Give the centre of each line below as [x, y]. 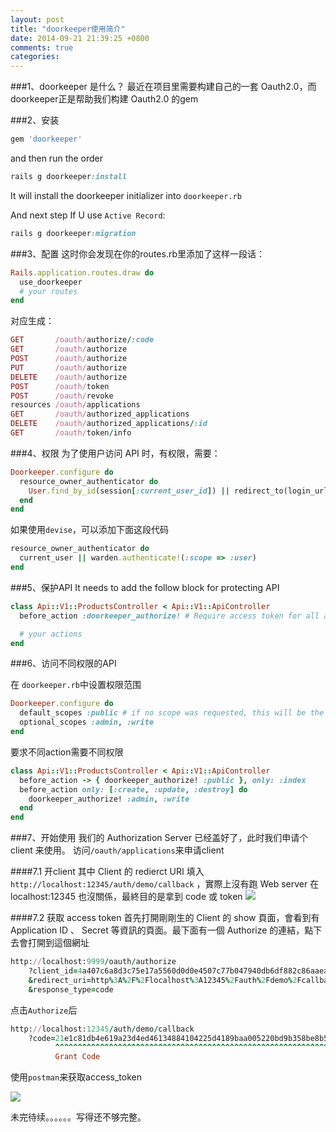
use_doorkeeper [51, 282]
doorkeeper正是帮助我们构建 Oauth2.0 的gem [104, 99]
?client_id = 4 [55, 971]
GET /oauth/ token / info [71, 433]
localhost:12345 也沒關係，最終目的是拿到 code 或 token [126, 897]
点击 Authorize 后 [44, 1010]
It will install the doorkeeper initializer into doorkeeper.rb [126, 195]
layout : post [37, 19]
